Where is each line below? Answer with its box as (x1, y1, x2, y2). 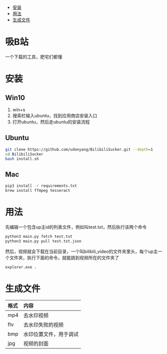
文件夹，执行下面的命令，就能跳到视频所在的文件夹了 (9, 254, 119, 260)
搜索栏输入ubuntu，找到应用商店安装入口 (12, 112, 97, 119)
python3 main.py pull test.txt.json (5, 238, 81, 244)
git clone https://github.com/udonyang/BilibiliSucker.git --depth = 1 (5, 147, 153, 152)
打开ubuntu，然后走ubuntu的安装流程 (12, 119, 90, 125)
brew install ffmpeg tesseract (5, 188, 70, 193)
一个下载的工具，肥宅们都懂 (5, 54, 62, 60)
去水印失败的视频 (23, 321, 64, 328)
